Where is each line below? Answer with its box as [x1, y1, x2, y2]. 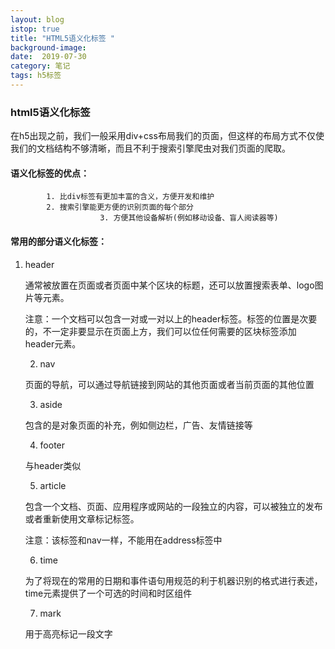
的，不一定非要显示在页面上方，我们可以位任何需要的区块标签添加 [24, 325, 297, 337]
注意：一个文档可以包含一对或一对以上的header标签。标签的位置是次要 [24, 312, 318, 325]
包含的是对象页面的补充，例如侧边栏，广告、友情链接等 [24, 419, 253, 431]
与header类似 [24, 459, 82, 471]
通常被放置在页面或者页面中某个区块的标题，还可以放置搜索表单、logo [24, 279, 315, 291]
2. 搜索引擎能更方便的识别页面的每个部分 [46, 202, 194, 213]
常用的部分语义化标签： [10, 235, 107, 247]
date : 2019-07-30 [10, 52, 87, 62]
